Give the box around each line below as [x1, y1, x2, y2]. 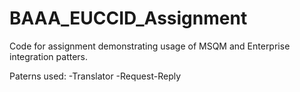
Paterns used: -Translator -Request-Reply [9, 70, 182, 82]
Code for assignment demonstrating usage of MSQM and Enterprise [9, 40, 291, 52]
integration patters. [9, 50, 89, 62]
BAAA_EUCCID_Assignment [9, 7, 248, 30]
